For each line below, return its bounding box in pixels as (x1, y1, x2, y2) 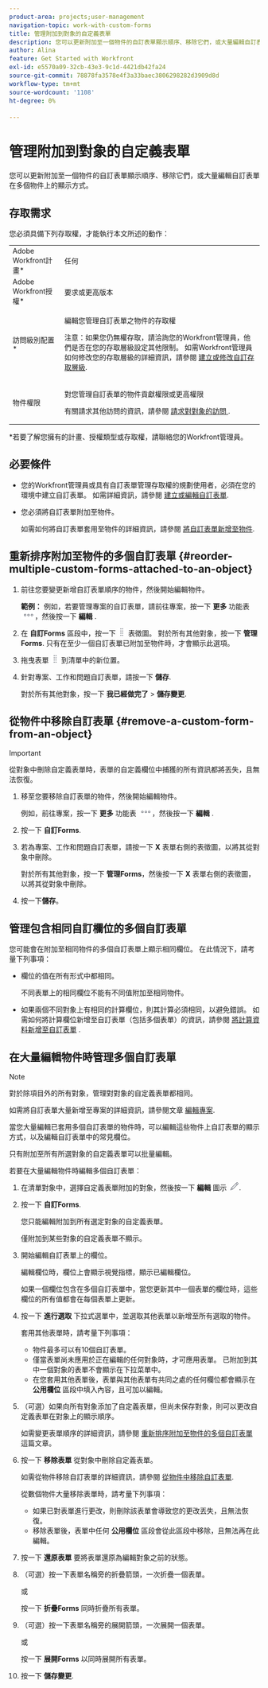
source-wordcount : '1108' (9, 88, 95, 96)
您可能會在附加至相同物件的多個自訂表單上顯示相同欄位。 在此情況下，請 (9, 944, 248, 954)
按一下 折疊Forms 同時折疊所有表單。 (20, 1604, 144, 1613)
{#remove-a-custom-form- (115, 714, 254, 728)
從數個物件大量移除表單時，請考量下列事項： (20, 1489, 168, 1499)
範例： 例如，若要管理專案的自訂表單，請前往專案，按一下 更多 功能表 (20, 601, 250, 611)
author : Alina (9, 46, 56, 55)
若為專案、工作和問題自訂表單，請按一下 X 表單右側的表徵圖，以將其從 (20, 842, 254, 852)
